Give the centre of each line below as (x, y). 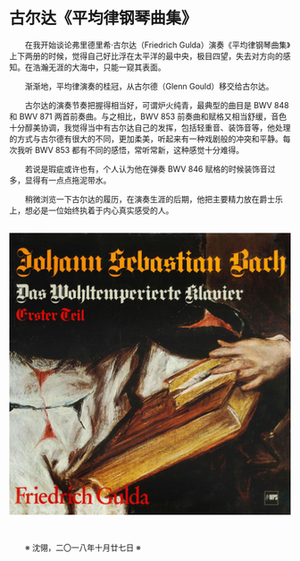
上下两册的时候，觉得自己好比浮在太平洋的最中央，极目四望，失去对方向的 (146, 55)
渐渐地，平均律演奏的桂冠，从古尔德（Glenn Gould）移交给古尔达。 (150, 86)
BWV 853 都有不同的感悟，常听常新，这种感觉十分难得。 (139, 149)
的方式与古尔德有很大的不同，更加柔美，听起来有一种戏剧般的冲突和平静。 (146, 139)
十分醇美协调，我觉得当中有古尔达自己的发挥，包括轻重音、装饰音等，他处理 (150, 127)
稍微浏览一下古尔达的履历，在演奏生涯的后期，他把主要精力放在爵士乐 (154, 199)
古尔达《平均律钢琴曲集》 (104, 18)
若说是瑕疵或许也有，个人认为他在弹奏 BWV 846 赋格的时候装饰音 (146, 169)
